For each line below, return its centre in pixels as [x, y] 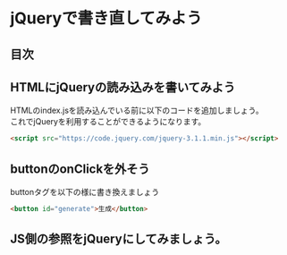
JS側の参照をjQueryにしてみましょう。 [118, 239]
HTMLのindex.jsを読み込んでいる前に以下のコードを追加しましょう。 [137, 110]
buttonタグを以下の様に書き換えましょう [85, 192]
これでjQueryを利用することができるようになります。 [108, 122]
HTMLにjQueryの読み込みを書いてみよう [123, 87]
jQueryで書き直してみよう [106, 18]
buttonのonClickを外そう [80, 169]
